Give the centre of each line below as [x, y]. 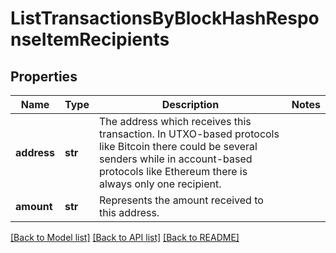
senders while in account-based [175, 159]
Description [190, 104]
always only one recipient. [160, 184]
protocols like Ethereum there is [173, 171]
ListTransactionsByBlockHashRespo [165, 18]
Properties [44, 76]
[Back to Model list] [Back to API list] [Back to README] [125, 237]
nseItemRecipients [90, 39]
